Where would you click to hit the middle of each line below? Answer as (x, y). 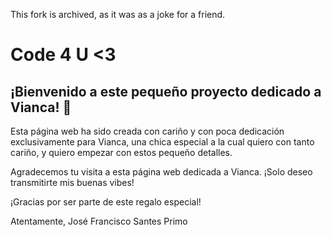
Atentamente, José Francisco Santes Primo (99, 221)
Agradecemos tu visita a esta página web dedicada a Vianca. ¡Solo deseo (161, 172)
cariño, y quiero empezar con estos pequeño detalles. (121, 152)
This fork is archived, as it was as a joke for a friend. (118, 14)
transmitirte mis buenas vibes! (72, 182)
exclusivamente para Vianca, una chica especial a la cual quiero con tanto (162, 142)
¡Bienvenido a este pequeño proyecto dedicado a (166, 91)
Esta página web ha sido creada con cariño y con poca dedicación (147, 131)
